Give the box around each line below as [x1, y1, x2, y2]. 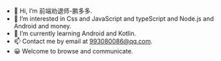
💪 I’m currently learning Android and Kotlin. [13, 29, 137, 37]
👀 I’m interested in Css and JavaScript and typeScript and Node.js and [13, 15, 214, 23]
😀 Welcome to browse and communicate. [13, 47, 133, 55]
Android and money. [13, 22, 72, 30]
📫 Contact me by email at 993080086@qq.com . [13, 37, 153, 45]
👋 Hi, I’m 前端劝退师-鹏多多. [13, 7, 93, 15]
